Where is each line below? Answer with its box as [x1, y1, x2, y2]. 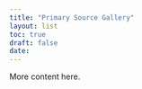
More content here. [9, 71, 81, 82]
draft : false [9, 38, 58, 48]
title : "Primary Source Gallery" [9, 13, 135, 22]
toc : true [9, 30, 47, 39]
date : [9, 47, 30, 56]
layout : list [9, 22, 58, 31]
